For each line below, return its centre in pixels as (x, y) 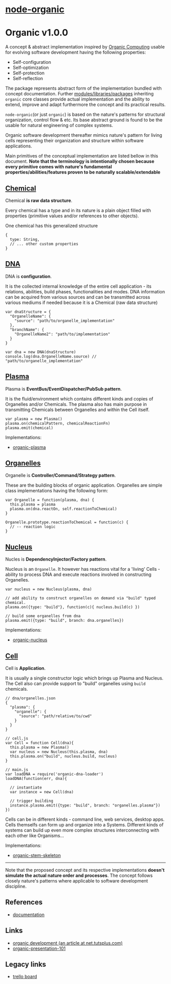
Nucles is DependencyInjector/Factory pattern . (56, 559)
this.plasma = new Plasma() (40, 747)
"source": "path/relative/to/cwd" (55, 716)
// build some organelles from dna (43, 616)
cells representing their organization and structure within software (75, 141)
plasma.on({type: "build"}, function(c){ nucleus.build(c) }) (73, 607)
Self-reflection (28, 79)
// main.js (17, 770)
